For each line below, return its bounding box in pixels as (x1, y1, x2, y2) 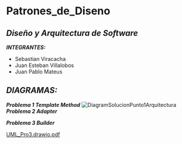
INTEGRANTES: (6, 44, 46, 51)
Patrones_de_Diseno (6, 4, 110, 18)
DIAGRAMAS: (6, 85, 58, 96)
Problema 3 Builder (6, 119, 55, 126)
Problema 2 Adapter (6, 108, 58, 115)
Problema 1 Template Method (6, 101, 81, 108)
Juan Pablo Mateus (14, 68, 63, 75)
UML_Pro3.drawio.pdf (6, 130, 60, 138)
